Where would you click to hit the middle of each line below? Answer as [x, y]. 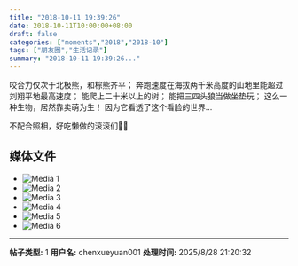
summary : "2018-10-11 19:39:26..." [75, 59]
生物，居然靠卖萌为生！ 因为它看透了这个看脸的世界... [114, 107]
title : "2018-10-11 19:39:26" [65, 17]
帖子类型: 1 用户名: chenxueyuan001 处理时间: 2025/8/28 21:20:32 [130, 252]
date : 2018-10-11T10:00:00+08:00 [71, 26]
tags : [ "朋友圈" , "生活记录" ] [59, 51]
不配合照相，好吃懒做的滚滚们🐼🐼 [69, 126]
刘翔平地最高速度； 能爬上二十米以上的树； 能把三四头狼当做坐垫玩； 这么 [145, 96]
